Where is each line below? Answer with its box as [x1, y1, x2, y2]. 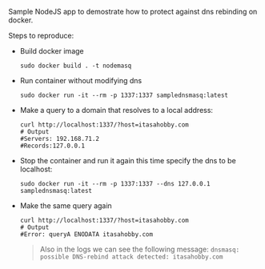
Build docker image [19, 46, 84, 55]
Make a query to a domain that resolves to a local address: [19, 106, 214, 114]
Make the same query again [19, 201, 112, 211]
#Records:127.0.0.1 [19, 142, 86, 150]
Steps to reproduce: [8, 31, 74, 40]
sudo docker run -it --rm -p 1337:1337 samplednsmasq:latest [19, 91, 229, 99]
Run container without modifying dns [19, 76, 143, 85]
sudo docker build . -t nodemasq [19, 62, 132, 70]
